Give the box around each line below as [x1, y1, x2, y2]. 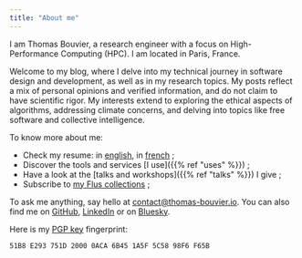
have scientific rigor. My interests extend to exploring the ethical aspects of [9, 95, 294, 106]
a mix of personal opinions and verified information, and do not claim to [9, 85, 278, 96]
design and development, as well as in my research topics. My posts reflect [9, 75, 294, 87]
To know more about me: [9, 131, 103, 142]
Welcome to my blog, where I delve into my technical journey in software [9, 66, 283, 77]
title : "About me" [9, 13, 79, 23]
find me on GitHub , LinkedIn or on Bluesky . [9, 206, 171, 217]
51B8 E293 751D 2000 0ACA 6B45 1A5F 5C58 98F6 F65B [9, 241, 210, 251]
